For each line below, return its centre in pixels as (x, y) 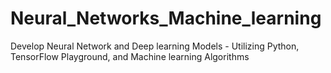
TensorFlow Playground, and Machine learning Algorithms (130, 56)
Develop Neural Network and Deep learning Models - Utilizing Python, (155, 46)
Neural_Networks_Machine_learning (166, 18)
